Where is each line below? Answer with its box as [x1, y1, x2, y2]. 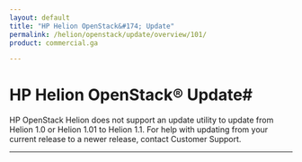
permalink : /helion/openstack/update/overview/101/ [9, 30, 207, 39]
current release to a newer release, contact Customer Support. [9, 134, 242, 145]
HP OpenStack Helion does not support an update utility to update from [9, 114, 274, 126]
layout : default [9, 13, 70, 22]
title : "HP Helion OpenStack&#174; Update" [9, 22, 175, 31]
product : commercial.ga [9, 38, 99, 48]
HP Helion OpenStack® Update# [9, 85, 253, 105]
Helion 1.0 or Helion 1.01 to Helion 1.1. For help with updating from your [9, 124, 269, 135]
